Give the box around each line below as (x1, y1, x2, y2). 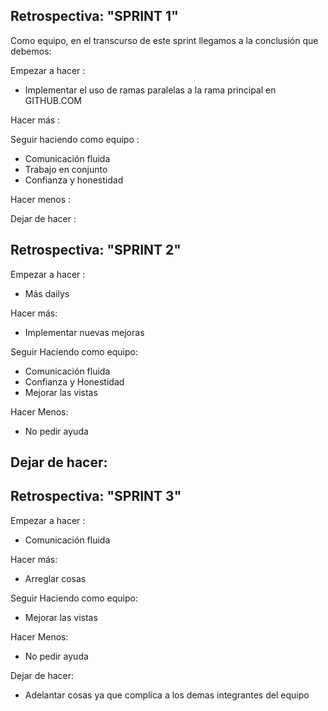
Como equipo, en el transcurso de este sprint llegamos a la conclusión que (10, 34, 319, 46)
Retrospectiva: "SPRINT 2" (10, 242, 182, 259)
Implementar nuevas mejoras (24, 326, 145, 338)
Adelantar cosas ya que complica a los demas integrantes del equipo (24, 689, 310, 701)
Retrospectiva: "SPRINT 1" (10, 8, 179, 25)
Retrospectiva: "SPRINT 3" (10, 488, 182, 505)
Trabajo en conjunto (24, 163, 108, 175)
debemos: (10, 45, 52, 57)
